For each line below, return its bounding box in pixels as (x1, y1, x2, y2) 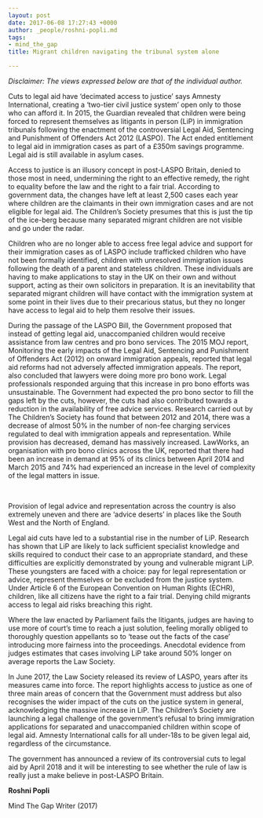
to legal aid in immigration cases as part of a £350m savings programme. (8, 142, 245, 151)
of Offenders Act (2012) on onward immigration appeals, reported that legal (8, 354, 253, 363)
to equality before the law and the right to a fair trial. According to (8, 182, 220, 191)
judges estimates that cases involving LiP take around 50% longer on (8, 648, 232, 658)
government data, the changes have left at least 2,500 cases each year (8, 190, 239, 199)
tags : (8, 33, 26, 42)
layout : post (8, 11, 51, 20)
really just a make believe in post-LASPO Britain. (8, 771, 164, 780)
